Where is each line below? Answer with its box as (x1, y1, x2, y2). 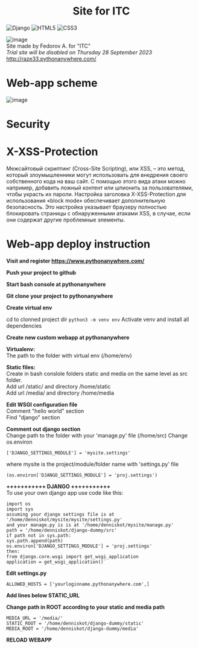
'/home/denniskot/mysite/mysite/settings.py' (6, 516, 122, 523)
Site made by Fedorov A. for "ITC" (6, 42, 91, 49)
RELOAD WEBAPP (6, 636, 52, 643)
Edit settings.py (6, 569, 47, 577)
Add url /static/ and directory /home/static (6, 383, 111, 390)
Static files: (6, 363, 36, 370)
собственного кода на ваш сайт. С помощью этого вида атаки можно (6, 178, 186, 185)
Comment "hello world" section (6, 407, 84, 415)
